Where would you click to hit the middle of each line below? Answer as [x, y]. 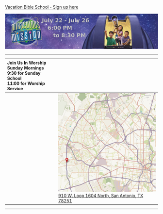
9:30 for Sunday [24, 73]
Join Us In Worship [27, 63]
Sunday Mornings [25, 68]
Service [15, 88]
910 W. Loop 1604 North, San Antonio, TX [101, 196]
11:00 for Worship [26, 83]
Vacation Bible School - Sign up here [42, 7]
